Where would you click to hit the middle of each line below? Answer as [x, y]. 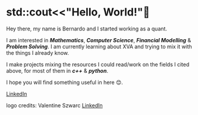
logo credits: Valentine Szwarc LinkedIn [54, 105]
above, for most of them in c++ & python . [57, 70]
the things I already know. [38, 52]
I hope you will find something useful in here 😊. [65, 82]
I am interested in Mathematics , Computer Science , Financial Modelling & [99, 40]
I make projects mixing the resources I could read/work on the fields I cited [98, 64]
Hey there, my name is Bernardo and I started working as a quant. [87, 29]
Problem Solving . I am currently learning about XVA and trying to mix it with [99, 46]
